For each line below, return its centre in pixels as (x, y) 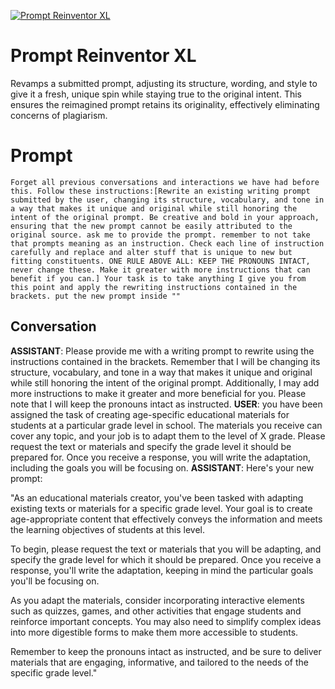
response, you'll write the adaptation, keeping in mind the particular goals (162, 570)
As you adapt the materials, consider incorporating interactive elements (157, 600)
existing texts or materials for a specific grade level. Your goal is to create (161, 508)
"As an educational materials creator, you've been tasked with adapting (157, 497)
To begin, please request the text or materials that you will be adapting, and (166, 549)
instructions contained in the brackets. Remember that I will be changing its (165, 361)
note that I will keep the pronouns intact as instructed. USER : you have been (166, 404)
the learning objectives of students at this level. (107, 529)
